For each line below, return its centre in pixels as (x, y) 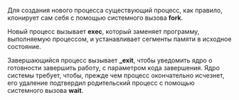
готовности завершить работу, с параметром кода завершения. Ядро (114, 68)
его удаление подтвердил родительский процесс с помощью (101, 83)
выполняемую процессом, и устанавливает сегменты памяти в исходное (119, 39)
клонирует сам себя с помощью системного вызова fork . (95, 18)
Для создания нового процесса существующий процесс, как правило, (115, 10)
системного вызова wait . (46, 90)
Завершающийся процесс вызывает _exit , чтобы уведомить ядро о (110, 60)
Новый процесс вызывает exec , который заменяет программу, (103, 32)
